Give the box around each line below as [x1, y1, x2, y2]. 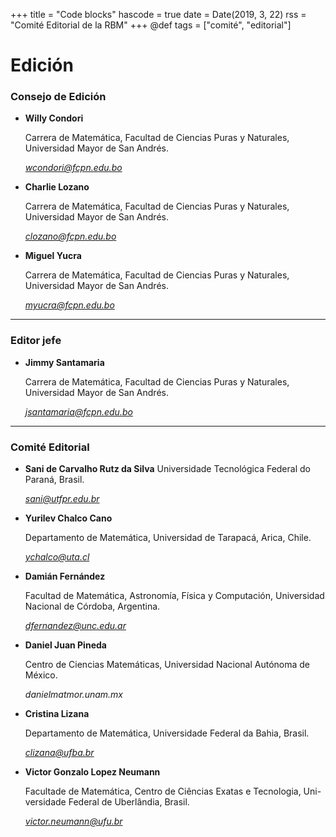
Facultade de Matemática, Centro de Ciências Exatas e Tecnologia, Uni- [24, 785, 322, 798]
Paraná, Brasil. [24, 474, 85, 486]
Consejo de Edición [10, 90, 107, 104]
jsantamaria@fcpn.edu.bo [24, 405, 133, 418]
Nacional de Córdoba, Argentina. [24, 600, 161, 613]
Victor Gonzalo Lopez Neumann [24, 766, 161, 778]
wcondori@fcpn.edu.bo [24, 162, 123, 174]
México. [24, 669, 58, 681]
